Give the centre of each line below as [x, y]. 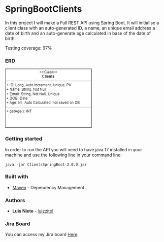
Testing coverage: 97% [29, 48]
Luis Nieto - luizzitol [33, 211]
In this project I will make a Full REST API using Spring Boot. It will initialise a [82, 23]
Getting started [24, 139]
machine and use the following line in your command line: [64, 155]
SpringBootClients [44, 9]
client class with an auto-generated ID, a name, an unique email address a [80, 28]
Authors [15, 200]
